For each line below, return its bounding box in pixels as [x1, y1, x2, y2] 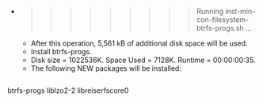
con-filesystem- [196, 15, 250, 24]
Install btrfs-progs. [30, 47, 92, 56]
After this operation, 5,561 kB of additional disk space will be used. [30, 39, 248, 48]
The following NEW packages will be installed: [30, 64, 181, 73]
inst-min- [224, 7, 256, 16]
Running [196, 7, 224, 16]
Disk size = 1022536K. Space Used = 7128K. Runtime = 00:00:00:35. [30, 55, 256, 64]
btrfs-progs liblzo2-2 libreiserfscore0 [7, 86, 129, 95]
